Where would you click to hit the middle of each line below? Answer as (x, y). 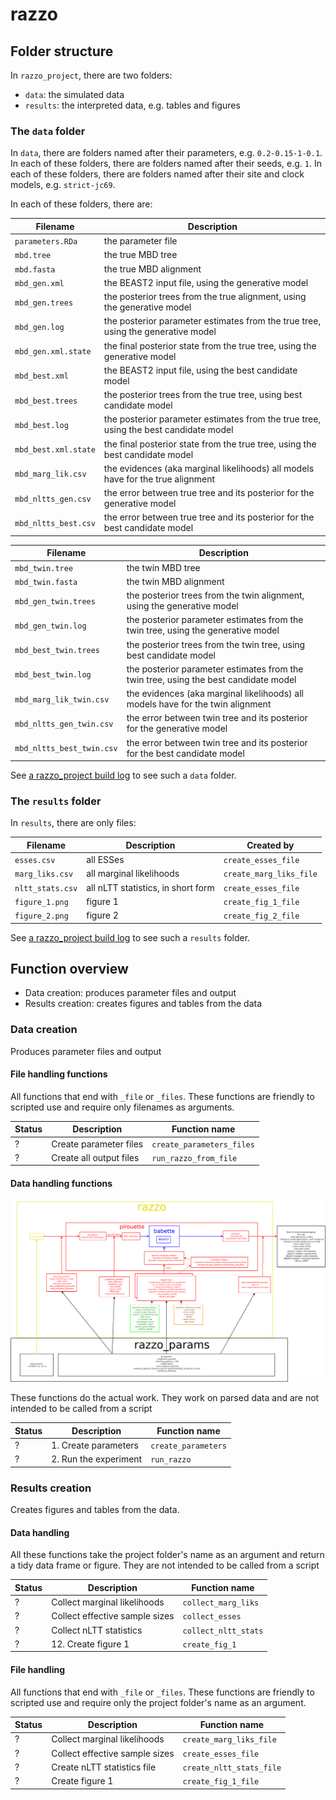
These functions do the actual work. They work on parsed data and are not (165, 1398)
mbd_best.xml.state (55, 450)
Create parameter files (97, 1144)
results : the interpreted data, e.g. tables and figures (132, 105)
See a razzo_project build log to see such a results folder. (130, 937)
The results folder (56, 801)
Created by (270, 845)
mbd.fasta (35, 269)
